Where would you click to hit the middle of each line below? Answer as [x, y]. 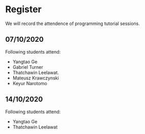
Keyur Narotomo [30, 83]
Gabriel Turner [28, 67]
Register [23, 9]
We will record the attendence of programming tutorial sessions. [72, 23]
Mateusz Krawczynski [36, 78]
